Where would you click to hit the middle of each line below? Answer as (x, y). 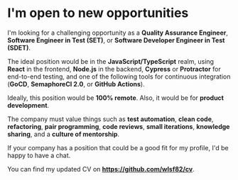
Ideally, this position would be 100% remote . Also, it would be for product (115, 98)
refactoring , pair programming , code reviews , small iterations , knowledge (119, 126)
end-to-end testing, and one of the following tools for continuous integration (119, 77)
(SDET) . (19, 47)
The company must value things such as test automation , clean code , (110, 119)
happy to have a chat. (39, 155)
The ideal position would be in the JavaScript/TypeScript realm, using (111, 61)
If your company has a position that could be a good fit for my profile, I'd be (118, 147)
